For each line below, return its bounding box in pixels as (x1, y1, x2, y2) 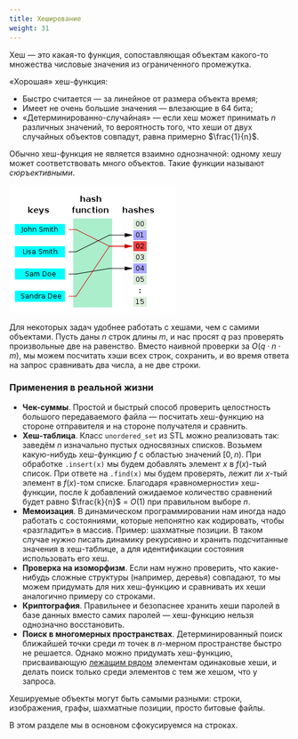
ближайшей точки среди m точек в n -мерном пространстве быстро (21, 638, 282, 648)
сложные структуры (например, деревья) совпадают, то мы (52, 572, 281, 582)
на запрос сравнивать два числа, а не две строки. (9, 359, 202, 370)
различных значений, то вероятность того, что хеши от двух (21, 121, 253, 133)
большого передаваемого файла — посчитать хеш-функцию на (21, 411, 264, 422)
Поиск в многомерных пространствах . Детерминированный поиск (21, 628, 283, 639)
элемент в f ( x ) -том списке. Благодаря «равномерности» (21, 477, 239, 488)
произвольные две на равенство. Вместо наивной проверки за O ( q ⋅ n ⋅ (9, 341, 282, 351)
